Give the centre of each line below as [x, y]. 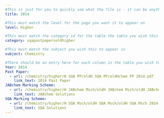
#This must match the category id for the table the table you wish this [82, 36]
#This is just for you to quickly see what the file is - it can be [76, 9]
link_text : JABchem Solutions [45, 94]
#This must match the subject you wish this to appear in [65, 50]
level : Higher [20, 27]
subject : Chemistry [25, 54]
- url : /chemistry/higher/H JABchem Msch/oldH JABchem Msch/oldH [77, 90]
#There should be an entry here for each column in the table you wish [79, 63]
